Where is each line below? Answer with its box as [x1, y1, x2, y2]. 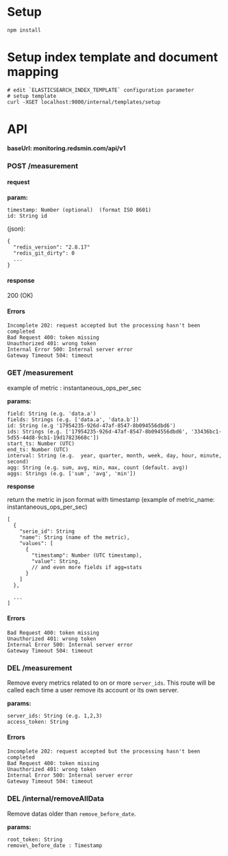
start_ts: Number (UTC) [7, 440, 75, 447]
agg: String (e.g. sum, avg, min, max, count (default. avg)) [7, 464, 188, 471]
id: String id [7, 212, 48, 219]
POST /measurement [7, 161, 79, 171]
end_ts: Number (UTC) [7, 446, 69, 453]
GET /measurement [7, 368, 73, 377]
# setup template [7, 92, 57, 99]
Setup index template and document [7, 49, 218, 65]
